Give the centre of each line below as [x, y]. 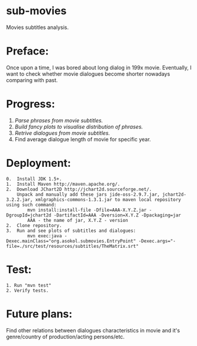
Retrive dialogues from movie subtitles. [62, 133]
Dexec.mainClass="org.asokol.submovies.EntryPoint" [71, 241]
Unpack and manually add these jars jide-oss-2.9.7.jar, [88, 194]
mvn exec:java [45, 236]
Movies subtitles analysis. [38, 27]
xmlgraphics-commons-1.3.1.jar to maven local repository [108, 199]
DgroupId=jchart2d [29, 215]
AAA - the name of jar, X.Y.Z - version [78, 220]
